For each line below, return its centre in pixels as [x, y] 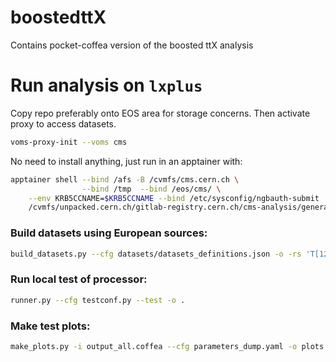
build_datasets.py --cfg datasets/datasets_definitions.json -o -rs [156, 254]
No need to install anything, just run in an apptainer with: [126, 161]
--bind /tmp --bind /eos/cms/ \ [151, 189]
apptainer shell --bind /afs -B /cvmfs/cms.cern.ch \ [125, 179]
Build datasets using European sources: [109, 233]
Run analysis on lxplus [106, 85]
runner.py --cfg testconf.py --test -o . [98, 300]
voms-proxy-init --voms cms [69, 142]
